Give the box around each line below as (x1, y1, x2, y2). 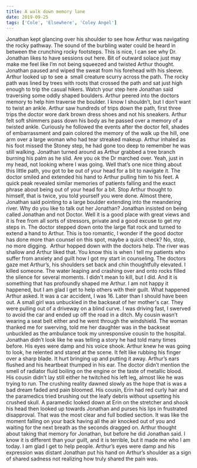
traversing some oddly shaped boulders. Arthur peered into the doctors (6, 92, 179, 99)
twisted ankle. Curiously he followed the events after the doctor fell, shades (6, 123, 189, 130)
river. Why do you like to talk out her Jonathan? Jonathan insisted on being (6, 205, 187, 212)
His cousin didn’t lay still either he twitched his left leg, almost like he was (6, 374, 184, 381)
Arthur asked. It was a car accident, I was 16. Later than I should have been (6, 292, 188, 299)
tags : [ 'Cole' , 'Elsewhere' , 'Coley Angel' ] (6, 19, 117, 25)
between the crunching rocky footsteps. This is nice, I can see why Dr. (6, 48, 177, 55)
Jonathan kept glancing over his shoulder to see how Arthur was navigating (6, 36, 189, 43)
